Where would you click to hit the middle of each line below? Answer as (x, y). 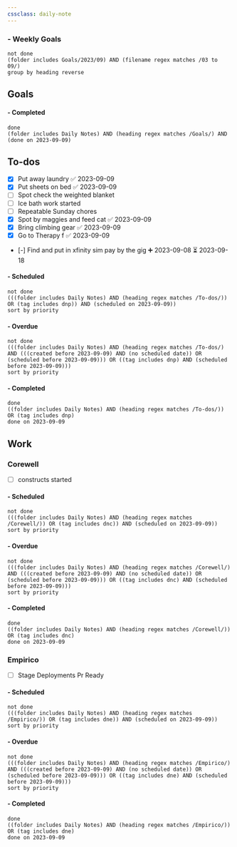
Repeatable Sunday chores (57, 211)
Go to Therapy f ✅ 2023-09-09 (64, 235)
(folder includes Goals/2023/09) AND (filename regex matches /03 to (113, 60)
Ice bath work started (49, 203)
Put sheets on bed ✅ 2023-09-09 (67, 187)
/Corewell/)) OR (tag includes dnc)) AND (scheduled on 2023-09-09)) (113, 524)
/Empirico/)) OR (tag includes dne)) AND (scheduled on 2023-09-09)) (113, 720)
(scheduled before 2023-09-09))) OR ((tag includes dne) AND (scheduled (117, 775)
